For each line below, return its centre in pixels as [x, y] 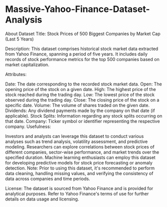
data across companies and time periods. [48, 178]
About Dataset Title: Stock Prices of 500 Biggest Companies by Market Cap [83, 33]
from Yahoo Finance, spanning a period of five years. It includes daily [77, 54]
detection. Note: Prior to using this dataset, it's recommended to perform [80, 168]
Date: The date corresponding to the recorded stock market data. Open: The [83, 84]
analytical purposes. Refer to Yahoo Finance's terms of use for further [77, 193]
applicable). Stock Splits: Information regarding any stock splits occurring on [84, 115]
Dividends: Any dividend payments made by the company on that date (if [80, 110]
